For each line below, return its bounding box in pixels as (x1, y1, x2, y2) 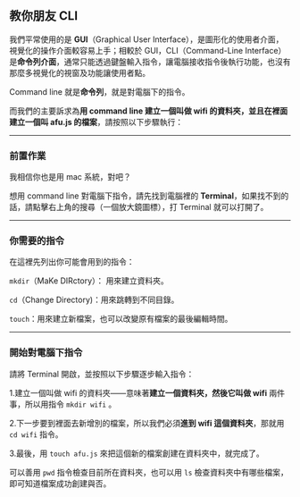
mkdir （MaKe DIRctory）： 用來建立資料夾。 (9, 275, 170, 286)
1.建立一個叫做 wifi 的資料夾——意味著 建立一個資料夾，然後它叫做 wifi (9, 387, 268, 398)
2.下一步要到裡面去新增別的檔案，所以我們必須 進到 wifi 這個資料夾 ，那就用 (9, 417, 285, 428)
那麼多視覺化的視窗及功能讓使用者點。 (9, 67, 150, 78)
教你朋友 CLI (9, 8, 79, 24)
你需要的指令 (9, 235, 65, 248)
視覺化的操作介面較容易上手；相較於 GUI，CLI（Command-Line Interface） (9, 45, 287, 55)
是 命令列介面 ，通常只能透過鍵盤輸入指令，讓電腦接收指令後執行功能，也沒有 (9, 56, 291, 67)
